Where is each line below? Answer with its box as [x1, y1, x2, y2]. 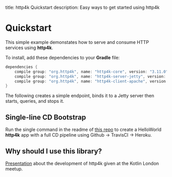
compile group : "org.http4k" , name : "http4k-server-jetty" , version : [14, 74, 166, 79]
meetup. [5, 166, 23, 172]
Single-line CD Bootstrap [5, 113, 86, 122]
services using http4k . [5, 45, 53, 51]
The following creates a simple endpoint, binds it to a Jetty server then [5, 93, 155, 99]
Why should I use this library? [5, 147, 102, 156]
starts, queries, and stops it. [5, 98, 64, 104]
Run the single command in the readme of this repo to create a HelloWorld [5, 126, 162, 132]
